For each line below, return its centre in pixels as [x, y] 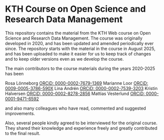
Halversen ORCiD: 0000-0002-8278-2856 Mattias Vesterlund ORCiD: [75, 93]
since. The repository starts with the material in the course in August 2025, [80, 48]
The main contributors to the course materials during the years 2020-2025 [80, 68]
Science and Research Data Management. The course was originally [74, 38]
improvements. [20, 113]
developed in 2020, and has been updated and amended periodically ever [79, 43]
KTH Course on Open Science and [75, 9]
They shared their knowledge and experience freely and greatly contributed [81, 128]
